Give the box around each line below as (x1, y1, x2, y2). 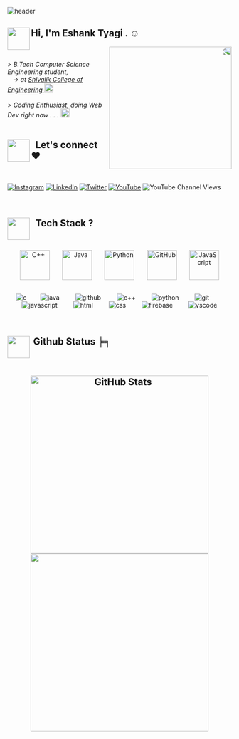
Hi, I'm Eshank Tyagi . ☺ (31, 27, 140, 39)
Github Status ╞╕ (33, 335, 112, 347)
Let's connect (35, 139, 98, 151)
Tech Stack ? (35, 217, 94, 229)
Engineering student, (7, 68, 69, 76)
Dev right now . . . (7, 110, 59, 119)
